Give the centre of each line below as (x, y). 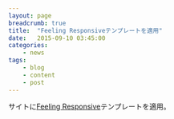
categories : (28, 46)
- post (34, 82)
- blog (34, 68)
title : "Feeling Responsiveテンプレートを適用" (85, 30)
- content (39, 75)
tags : (17, 61)
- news (34, 53)
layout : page (30, 16)
